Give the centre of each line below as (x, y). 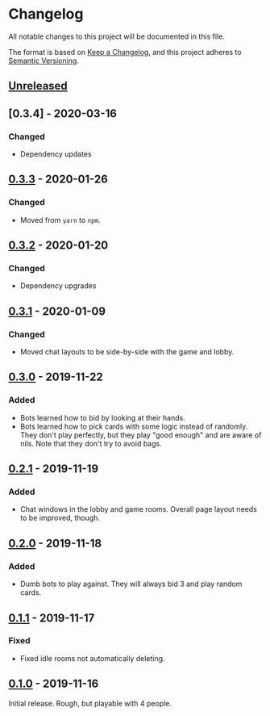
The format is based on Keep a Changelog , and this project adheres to (125, 52)
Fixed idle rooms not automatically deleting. (92, 658)
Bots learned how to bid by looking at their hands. (102, 417)
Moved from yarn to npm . (60, 220)
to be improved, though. (60, 518)
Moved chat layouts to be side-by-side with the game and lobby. (127, 352)
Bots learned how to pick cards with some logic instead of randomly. (134, 426)
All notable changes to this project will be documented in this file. (117, 36)
